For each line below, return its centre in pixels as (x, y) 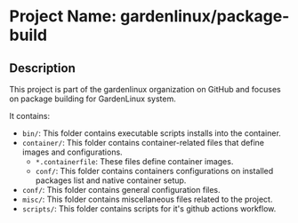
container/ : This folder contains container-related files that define (143, 143)
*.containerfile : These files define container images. (134, 161)
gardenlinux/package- (205, 16)
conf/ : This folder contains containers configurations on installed (154, 171)
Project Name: (63, 16)
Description (42, 68)
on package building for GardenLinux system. (93, 99)
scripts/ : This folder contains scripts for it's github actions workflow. (149, 209)
